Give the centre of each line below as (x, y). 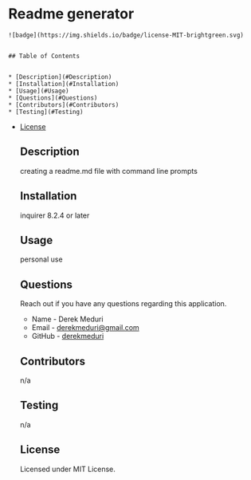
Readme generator (71, 14)
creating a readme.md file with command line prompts (108, 171)
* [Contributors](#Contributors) (64, 104)
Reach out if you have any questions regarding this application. (123, 304)
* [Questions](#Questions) (53, 98)
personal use (41, 259)
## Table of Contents (44, 56)
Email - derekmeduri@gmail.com (85, 328)
